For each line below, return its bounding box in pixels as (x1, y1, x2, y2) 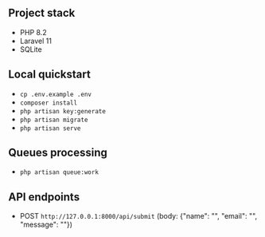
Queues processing (8, 146, 107, 160)
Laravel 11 (19, 36, 52, 45)
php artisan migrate (19, 116, 88, 124)
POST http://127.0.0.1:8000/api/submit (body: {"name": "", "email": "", (19, 211, 257, 221)
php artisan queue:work (19, 168, 99, 176)
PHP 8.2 (19, 27, 47, 37)
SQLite (19, 44, 42, 54)
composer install (19, 99, 78, 107)
